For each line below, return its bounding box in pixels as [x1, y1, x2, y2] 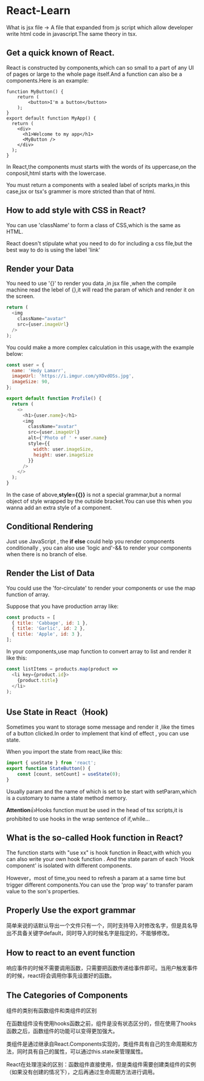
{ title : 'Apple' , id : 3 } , [12, 631, 83, 638]
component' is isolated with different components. [6, 862, 132, 869]
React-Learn [6, 4, 71, 18]
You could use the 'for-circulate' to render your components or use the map [6, 584, 196, 592]
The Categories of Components [6, 990, 128, 1000]
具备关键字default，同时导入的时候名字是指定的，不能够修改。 [16, 930, 173, 937]
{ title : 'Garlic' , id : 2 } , [12, 626, 86, 632]
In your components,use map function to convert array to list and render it [6, 648, 191, 655]
